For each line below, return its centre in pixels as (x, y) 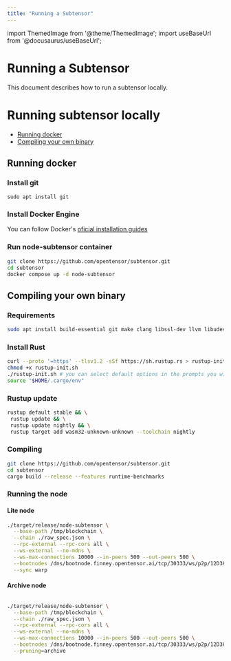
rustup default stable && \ (47, 413)
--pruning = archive (40, 651)
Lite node (21, 511)
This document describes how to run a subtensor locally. (88, 87)
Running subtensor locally (84, 115)
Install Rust (26, 347)
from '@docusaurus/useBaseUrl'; (54, 40)
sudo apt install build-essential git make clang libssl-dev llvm (104, 330)
